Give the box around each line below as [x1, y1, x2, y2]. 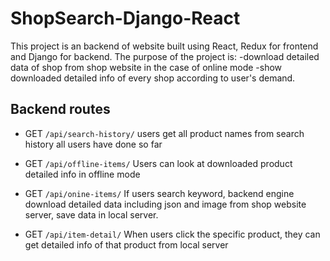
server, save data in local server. [24, 208, 159, 221]
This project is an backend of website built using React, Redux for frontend [10, 40, 319, 52]
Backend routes [10, 101, 111, 118]
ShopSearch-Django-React [10, 7, 241, 30]
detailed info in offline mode [24, 168, 141, 180]
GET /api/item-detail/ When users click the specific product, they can [24, 228, 321, 240]
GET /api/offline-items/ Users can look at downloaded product [24, 157, 293, 169]
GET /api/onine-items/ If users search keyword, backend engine [24, 187, 295, 199]
